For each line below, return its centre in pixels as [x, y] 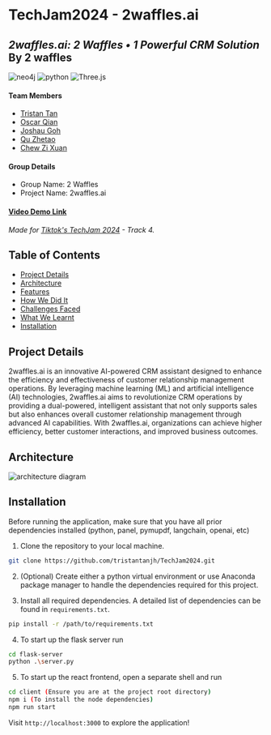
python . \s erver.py [41, 662]
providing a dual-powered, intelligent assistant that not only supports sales [133, 406]
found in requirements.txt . [65, 609]
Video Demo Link [38, 212]
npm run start [32, 707]
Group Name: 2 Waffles [59, 185]
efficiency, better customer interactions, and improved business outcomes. [133, 432]
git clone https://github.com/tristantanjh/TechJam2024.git [112, 561]
